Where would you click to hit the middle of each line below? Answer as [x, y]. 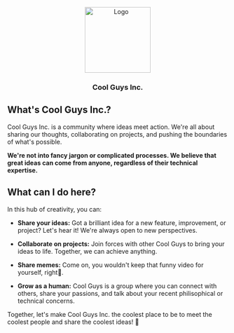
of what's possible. [35, 142]
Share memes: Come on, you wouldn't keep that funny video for [110, 265]
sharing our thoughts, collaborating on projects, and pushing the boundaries [117, 134]
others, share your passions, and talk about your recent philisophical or [120, 293]
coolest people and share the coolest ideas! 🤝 [73, 322]
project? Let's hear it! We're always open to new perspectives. [107, 230]
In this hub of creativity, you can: [55, 209]
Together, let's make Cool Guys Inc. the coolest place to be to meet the [110, 314]
